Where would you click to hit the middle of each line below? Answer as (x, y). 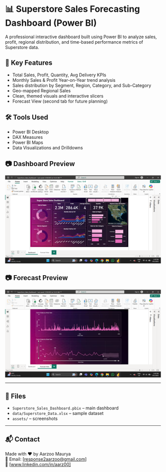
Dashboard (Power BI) (51, 23)
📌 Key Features (29, 63)
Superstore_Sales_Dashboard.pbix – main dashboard (65, 408)
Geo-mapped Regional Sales (41, 90)
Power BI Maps (28, 142)
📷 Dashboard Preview (40, 164)
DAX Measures (27, 137)
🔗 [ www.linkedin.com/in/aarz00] (38, 464)
